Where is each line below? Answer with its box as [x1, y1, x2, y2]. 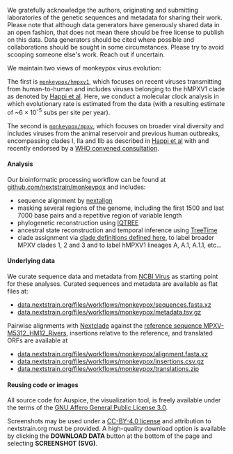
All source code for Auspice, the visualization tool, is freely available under [7, 396, 221, 404]
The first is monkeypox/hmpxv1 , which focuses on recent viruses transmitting [7, 77, 222, 86]
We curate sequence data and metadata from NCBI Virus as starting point [7, 272, 218, 281]
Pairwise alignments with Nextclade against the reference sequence [7, 321, 202, 330]
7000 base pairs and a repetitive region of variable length [17, 211, 182, 219]
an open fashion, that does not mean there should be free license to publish [7, 28, 225, 36]
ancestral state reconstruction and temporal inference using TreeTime [17, 226, 218, 234]
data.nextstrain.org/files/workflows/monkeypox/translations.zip [17, 365, 200, 373]
